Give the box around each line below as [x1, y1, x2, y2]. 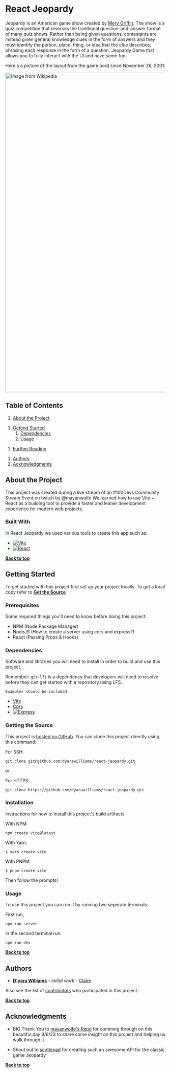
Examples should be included [5, 689, 67, 694]
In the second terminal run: [5, 930, 62, 937]
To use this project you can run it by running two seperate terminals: [5, 902, 149, 908]
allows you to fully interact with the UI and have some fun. [5, 52, 127, 59]
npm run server [5, 921, 38, 927]
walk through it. [12, 1036, 46, 1043]
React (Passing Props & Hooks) [12, 634, 78, 640]
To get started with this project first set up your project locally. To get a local [5, 583, 165, 589]
